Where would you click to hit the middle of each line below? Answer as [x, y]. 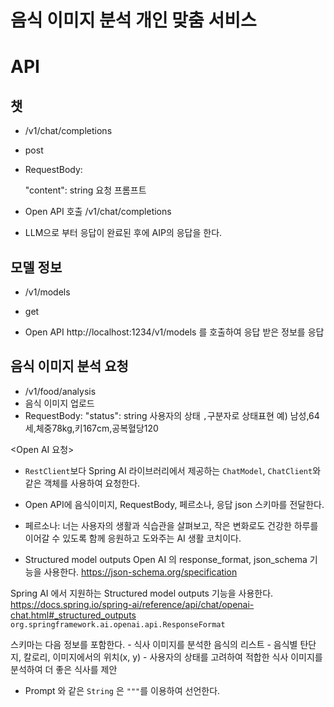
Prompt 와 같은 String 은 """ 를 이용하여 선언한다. [122, 690]
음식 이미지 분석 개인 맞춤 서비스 [133, 20]
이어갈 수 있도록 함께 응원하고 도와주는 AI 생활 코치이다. [133, 538]
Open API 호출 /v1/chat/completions [98, 212]
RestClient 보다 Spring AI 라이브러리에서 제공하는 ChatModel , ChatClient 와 [173, 470]
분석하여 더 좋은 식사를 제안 [64, 669]
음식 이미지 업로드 [59, 403]
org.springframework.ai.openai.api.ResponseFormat [118, 624]
